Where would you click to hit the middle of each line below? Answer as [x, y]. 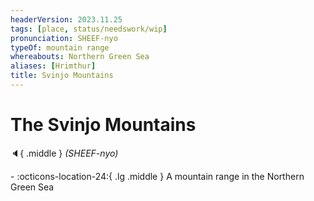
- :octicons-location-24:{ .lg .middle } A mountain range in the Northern [157, 176]
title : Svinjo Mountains [62, 76]
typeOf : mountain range [60, 47]
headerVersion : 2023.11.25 [66, 19]
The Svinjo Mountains [103, 125]
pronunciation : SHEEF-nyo [64, 38]
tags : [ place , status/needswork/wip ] [89, 29]
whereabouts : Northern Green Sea [80, 57]
